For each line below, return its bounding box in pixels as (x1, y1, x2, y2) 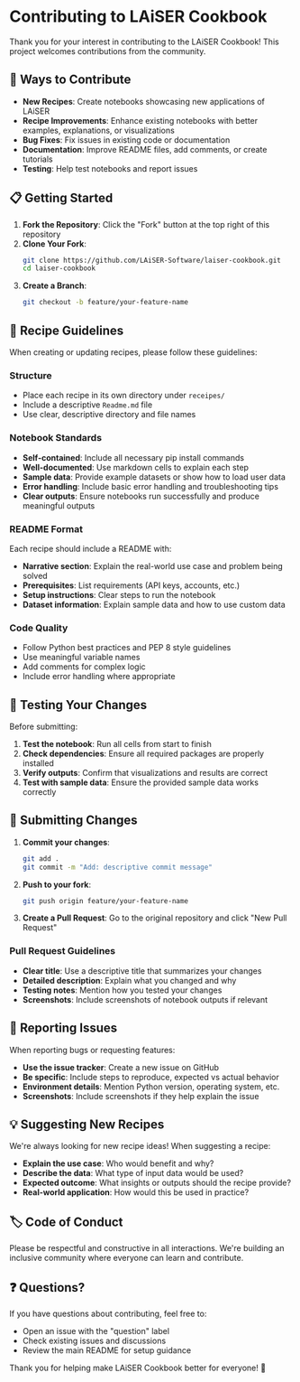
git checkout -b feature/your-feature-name (22, 298, 189, 307)
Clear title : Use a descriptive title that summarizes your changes (22, 965, 262, 976)
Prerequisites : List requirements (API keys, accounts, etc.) (22, 580, 241, 591)
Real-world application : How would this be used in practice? (22, 1187, 250, 1198)
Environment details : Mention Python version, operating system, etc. (22, 1081, 280, 1092)
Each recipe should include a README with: (9, 543, 172, 554)
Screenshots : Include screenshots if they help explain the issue (22, 1090, 259, 1101)
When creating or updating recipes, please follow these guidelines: (9, 347, 258, 358)
